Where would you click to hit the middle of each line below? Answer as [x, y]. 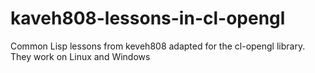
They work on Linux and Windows [80, 56]
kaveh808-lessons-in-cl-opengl [148, 18]
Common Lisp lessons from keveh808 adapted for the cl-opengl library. [158, 46]
